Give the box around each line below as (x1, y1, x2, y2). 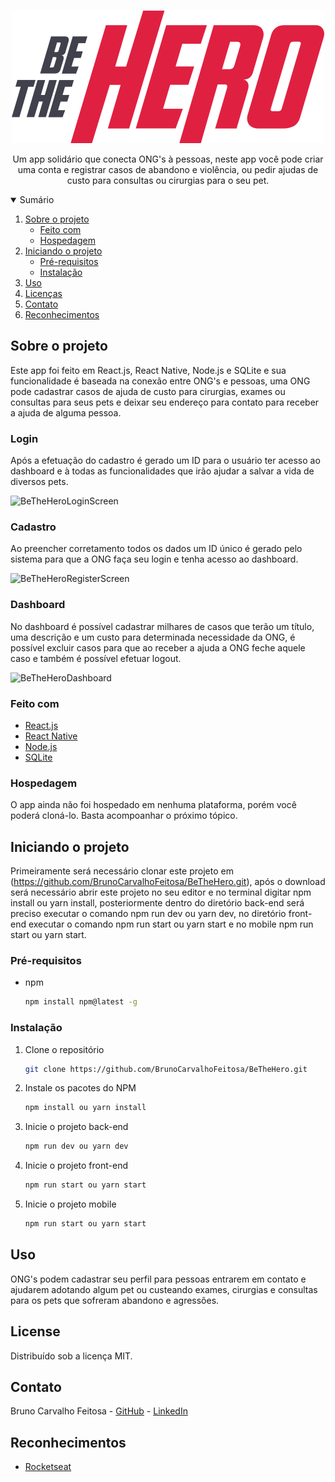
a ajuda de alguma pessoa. (10, 406, 122, 419)
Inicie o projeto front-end (24, 1160, 129, 1172)
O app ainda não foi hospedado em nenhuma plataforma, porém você (10, 799, 297, 811)
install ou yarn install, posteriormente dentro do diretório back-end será (10, 897, 305, 909)
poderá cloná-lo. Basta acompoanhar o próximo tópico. (10, 810, 238, 822)
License (10, 1323, 61, 1340)
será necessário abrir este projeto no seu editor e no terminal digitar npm (10, 886, 312, 899)
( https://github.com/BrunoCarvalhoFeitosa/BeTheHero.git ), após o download (10, 876, 326, 888)
